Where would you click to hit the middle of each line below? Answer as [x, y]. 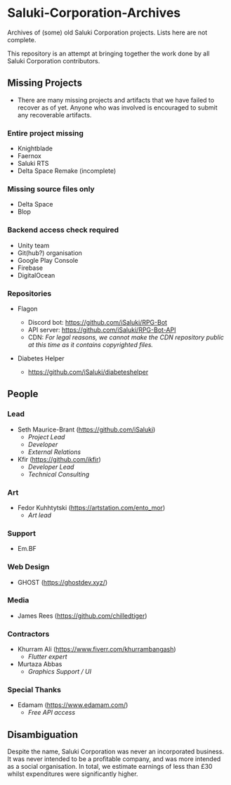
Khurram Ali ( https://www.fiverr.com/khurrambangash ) [97, 649]
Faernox [29, 156]
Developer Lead [51, 467]
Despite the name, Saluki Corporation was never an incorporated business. [116, 752]
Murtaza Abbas [40, 664]
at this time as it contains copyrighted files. [90, 344]
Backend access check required [63, 230]
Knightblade [35, 148]
